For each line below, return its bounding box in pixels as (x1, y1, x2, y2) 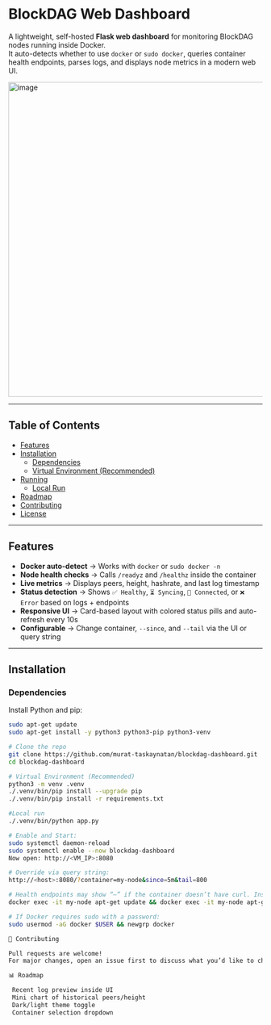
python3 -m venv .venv (8, 780, 85, 788)
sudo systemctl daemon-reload (8, 839, 110, 847)
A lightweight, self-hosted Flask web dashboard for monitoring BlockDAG (8, 31, 254, 41)
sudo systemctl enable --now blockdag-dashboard (8, 847, 175, 855)
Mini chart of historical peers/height (11, 994, 147, 1002)
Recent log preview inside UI (11, 986, 114, 994)
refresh (19, 614, 45, 624)
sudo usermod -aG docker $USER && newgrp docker (8, 920, 175, 928)
